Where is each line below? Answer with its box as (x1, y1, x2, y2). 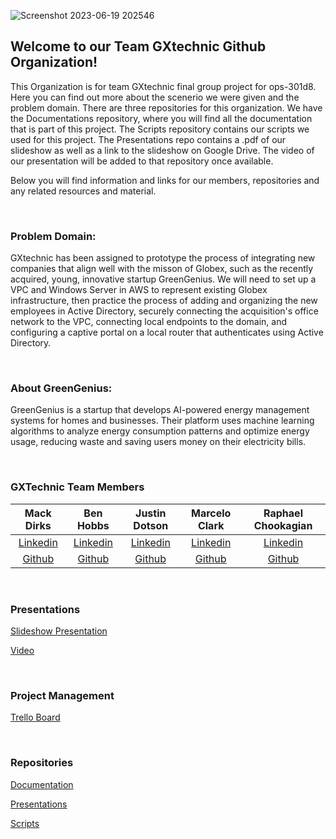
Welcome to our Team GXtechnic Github (10, 38, 267, 55)
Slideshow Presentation (10, 625, 108, 637)
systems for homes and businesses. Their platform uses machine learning (10, 415, 315, 427)
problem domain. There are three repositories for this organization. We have (10, 101, 323, 114)
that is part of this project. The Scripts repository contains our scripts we (10, 123, 310, 135)
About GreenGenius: (10, 381, 113, 395)
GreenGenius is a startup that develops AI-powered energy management (10, 404, 310, 416)
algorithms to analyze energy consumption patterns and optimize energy (10, 425, 310, 437)
